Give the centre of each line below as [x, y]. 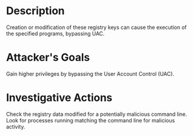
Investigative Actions [59, 98]
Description [35, 11]
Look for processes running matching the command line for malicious [91, 120]
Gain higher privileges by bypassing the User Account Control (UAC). [90, 74]
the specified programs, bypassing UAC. [55, 33]
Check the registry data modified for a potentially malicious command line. [97, 114]
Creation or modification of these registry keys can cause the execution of [97, 27]
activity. [16, 127]
